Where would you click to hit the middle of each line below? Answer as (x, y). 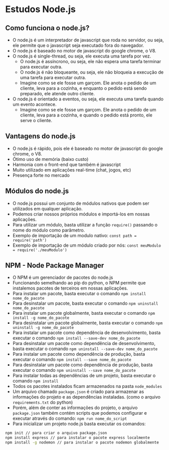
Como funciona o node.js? (47, 28)
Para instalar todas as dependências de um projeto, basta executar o (84, 376)
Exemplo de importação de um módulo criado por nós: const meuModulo (87, 245)
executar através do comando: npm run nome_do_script (70, 418)
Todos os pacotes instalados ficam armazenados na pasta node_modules (87, 386)
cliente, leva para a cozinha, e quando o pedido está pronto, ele (86, 115)
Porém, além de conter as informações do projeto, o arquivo (75, 408)
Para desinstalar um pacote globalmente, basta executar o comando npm (88, 323)
